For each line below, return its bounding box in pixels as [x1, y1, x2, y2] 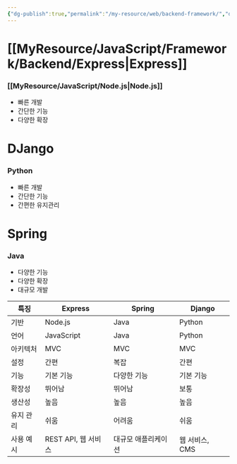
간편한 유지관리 [17, 201, 60, 209]
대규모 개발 [17, 285, 49, 294]
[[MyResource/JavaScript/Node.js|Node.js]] [7, 81, 163, 90]
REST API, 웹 [44, 434, 87, 444]
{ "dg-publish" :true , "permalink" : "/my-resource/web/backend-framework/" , [7, 10, 226, 18]
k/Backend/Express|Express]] [7, 56, 188, 71]
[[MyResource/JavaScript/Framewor [7, 40, 227, 56]
